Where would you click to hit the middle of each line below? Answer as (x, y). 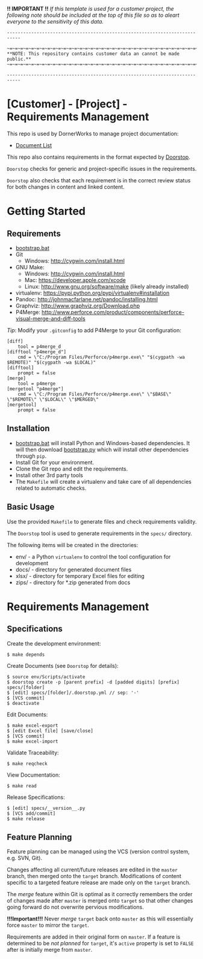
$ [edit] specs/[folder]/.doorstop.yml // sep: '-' (73, 693)
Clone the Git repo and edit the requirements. (72, 469)
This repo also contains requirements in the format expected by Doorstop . (98, 157)
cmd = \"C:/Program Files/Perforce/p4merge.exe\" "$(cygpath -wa (101, 357)
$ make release (26, 819)
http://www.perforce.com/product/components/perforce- (113, 312)
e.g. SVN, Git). (25, 858)
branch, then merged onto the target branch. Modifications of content (94, 876)
